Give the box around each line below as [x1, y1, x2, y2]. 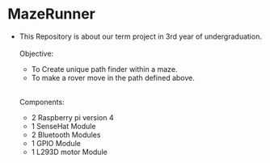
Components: [19, 97, 65, 107]
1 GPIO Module [31, 138, 82, 148]
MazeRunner [7, 5, 96, 23]
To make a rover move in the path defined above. [31, 73, 195, 82]
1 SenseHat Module [31, 121, 96, 131]
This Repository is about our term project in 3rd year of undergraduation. [19, 31, 262, 41]
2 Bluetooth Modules [31, 130, 101, 140]
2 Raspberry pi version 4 [31, 112, 114, 122]
